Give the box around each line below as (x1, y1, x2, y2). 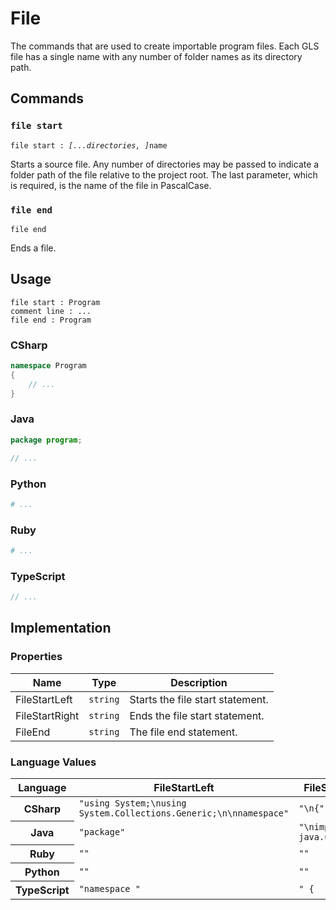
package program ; (10, 435, 83, 445)
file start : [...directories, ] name (10, 140, 168, 151)
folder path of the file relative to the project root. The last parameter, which (10, 168, 318, 181)
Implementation (10, 620, 112, 637)
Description (170, 675, 228, 689)
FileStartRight (15, 708, 80, 722)
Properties (10, 650, 63, 664)
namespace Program (10, 361, 87, 371)
